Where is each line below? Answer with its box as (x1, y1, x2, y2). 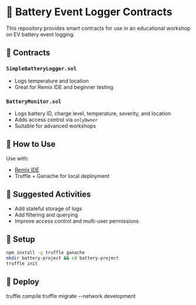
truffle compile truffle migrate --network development (6, 292, 136, 299)
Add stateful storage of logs (14, 205, 82, 212)
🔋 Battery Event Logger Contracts (6, 5, 173, 19)
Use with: (6, 155, 29, 162)
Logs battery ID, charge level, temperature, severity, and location (14, 109, 171, 116)
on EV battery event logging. (6, 30, 75, 37)
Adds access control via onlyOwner (14, 116, 98, 123)
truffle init (6, 261, 38, 267)
